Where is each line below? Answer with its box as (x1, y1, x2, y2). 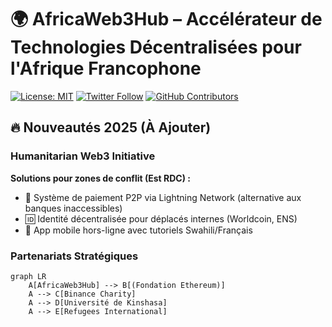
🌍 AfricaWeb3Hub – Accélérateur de (10, 8, 323, 31)
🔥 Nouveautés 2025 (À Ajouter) (10, 119, 212, 136)
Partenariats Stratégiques (10, 249, 139, 263)
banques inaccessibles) (24, 202, 123, 214)
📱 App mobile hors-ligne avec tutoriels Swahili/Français (24, 224, 253, 236)
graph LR (10, 271, 47, 281)
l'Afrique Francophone (10, 57, 202, 80)
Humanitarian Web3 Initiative (10, 149, 156, 163)
